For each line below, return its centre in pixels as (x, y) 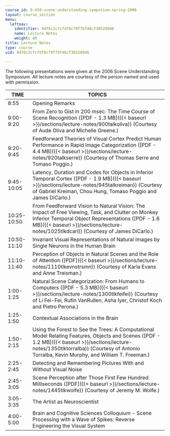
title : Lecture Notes (28, 43)
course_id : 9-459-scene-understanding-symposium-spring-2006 (71, 10)
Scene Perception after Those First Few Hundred (91, 377)
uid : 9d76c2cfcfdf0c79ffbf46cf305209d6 (47, 52)
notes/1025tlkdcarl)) (57, 231)
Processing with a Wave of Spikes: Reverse (84, 419)
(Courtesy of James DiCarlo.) (118, 231)
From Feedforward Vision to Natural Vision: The (89, 206)
